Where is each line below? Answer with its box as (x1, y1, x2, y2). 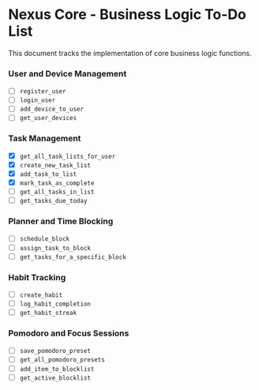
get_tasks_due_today (19, 197, 88, 205)
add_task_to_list (19, 170, 77, 178)
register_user (19, 88, 66, 96)
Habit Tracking (8, 272, 66, 283)
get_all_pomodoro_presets (19, 356, 105, 364)
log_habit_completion (19, 300, 91, 308)
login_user (19, 96, 56, 104)
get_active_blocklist (19, 373, 91, 382)
